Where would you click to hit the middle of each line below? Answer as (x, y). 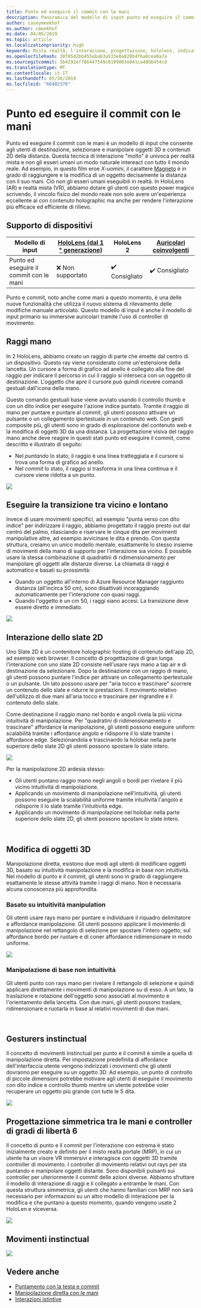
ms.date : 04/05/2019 (32, 34)
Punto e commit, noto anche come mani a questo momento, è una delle (94, 297)
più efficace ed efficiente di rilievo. (49, 207)
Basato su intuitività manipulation (56, 904)
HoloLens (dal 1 (81, 242)
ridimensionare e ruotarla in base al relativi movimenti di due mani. (88, 1008)
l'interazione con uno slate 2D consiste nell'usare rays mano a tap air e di (96, 664)
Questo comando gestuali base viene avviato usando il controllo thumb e (96, 400)
